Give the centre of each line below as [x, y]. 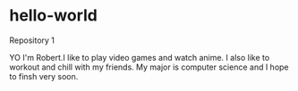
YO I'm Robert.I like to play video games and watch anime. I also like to [140, 57]
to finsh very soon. [44, 76]
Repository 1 [32, 40]
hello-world [54, 16]
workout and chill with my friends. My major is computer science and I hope [149, 67]
